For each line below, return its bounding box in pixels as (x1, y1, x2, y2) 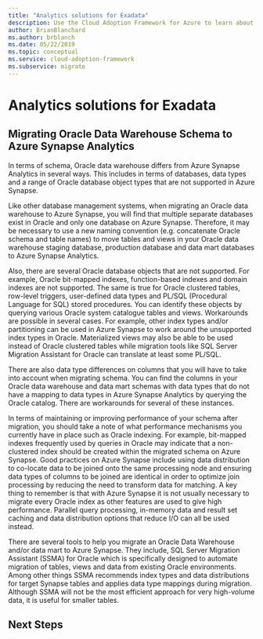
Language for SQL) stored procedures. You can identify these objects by (8, 299, 243, 309)
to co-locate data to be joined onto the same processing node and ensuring (8, 463, 252, 473)
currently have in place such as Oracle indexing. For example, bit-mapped (8, 429, 247, 440)
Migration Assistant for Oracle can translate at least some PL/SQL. (8, 349, 222, 359)
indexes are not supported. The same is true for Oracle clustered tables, (8, 283, 241, 292)
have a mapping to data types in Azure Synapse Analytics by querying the (8, 389, 247, 399)
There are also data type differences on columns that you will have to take (8, 364, 247, 374)
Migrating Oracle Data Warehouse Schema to (8, 127, 233, 141)
